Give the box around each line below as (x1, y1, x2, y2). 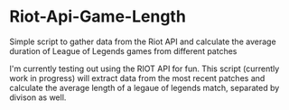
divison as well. (9, 92, 67, 103)
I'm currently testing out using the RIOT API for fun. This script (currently (9, 63, 280, 74)
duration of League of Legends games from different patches (9, 45, 238, 56)
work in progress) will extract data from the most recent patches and (9, 72, 266, 83)
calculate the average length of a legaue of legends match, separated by (9, 82, 280, 93)
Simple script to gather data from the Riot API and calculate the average (9, 36, 277, 47)
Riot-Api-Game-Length (9, 6, 187, 27)
